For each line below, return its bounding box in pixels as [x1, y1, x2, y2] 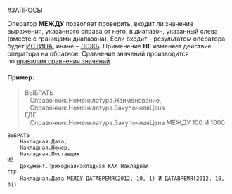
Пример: [7, 73, 35, 82]
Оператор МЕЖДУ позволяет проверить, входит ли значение [7, 20, 194, 27]
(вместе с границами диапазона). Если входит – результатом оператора [7, 34, 226, 43]
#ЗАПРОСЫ [7, 6, 43, 14]
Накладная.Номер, [20, 144, 71, 152]
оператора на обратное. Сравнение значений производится [7, 49, 189, 58]
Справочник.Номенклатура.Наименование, [30, 96, 162, 105]
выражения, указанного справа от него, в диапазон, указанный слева [7, 27, 218, 35]
